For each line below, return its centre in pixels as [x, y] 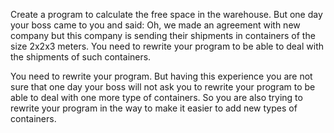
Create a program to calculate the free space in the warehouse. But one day [166, 14]
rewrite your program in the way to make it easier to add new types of [154, 108]
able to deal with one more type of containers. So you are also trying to [156, 97]
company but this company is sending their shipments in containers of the [163, 35]
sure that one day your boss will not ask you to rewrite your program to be [163, 87]
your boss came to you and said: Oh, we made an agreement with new [155, 25]
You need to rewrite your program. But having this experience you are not [161, 76]
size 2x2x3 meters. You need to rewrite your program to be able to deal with [167, 46]
